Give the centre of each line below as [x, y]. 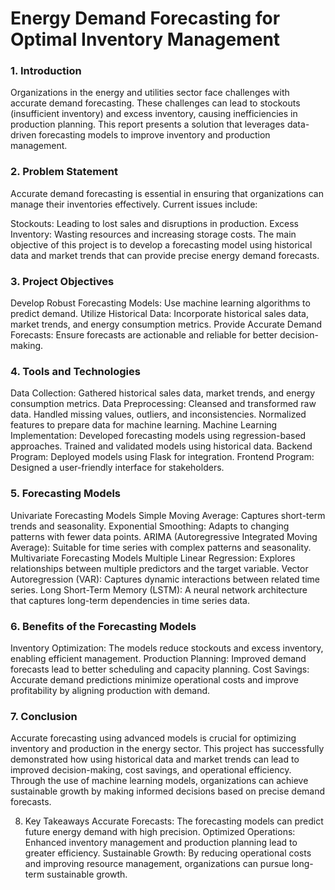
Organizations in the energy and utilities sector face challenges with [150, 93]
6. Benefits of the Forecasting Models [103, 626]
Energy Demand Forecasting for [145, 18]
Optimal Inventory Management [145, 39]
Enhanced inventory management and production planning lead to [161, 843]
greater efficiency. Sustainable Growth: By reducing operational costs [168, 853]
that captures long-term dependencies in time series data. [130, 600]
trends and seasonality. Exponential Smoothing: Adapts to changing [150, 526]
